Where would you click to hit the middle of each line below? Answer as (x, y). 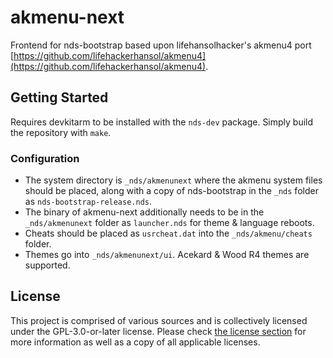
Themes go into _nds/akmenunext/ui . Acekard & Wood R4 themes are (167, 255)
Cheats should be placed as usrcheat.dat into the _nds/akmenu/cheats (168, 233)
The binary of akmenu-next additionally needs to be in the (144, 212)
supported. (47, 265)
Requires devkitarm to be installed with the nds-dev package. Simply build (162, 122)
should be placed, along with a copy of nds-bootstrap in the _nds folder (171, 191)
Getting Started (59, 97)
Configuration (45, 158)
